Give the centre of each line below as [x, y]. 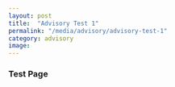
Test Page [28, 74]
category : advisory [41, 38]
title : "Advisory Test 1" [54, 23]
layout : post [30, 16]
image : [19, 46]
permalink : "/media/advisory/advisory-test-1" [88, 31]
